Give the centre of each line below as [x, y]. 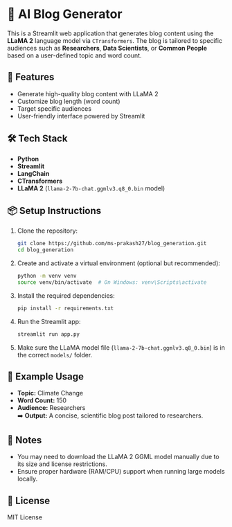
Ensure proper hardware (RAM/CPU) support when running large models [121, 472]
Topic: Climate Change [50, 393]
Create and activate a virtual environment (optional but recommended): [118, 263]
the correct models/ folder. [55, 355]
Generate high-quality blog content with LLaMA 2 [88, 93]
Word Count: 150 [42, 400]
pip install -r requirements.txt [65, 308]
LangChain [33, 173]
